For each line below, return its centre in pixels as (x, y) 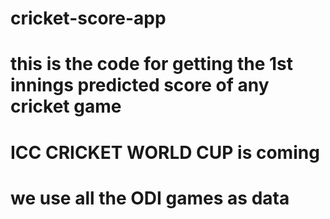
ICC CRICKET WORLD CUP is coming (165, 152)
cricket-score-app (88, 18)
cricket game (66, 106)
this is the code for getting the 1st (151, 64)
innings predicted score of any (140, 85)
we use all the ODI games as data (150, 198)
